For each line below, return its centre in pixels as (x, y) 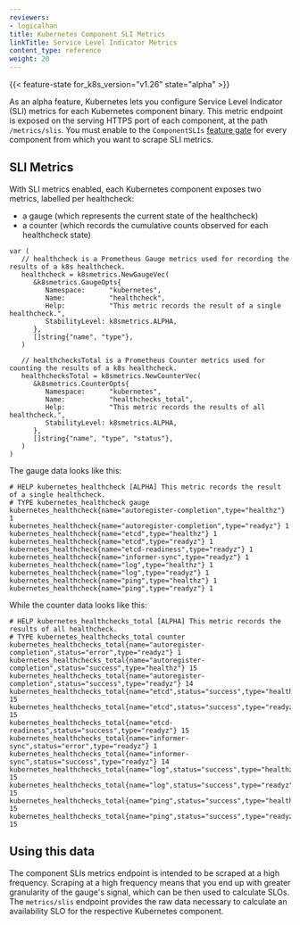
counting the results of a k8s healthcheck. (93, 368)
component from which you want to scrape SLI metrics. (112, 140)
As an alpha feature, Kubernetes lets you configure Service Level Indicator (146, 102)
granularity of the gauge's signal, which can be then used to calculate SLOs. (150, 892)
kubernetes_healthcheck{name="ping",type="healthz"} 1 (113, 581)
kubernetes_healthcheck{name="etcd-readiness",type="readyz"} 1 (131, 549)
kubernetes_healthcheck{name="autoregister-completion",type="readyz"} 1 (150, 526)
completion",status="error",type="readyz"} (92, 652)
